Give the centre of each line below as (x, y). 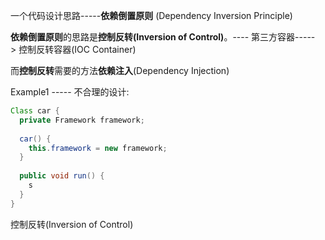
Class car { (35, 111)
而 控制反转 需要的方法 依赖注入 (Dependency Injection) (120, 70)
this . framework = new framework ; (98, 148)
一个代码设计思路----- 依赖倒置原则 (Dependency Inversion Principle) (151, 15)
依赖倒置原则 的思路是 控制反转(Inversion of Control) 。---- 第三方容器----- (163, 37)
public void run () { (62, 176)
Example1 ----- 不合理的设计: (70, 92)
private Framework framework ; (82, 120)
